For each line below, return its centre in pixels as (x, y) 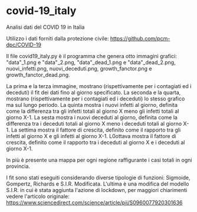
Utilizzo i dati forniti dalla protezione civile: (58, 38)
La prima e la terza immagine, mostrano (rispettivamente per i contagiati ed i (99, 86)
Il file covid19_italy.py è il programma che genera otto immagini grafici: (91, 56)
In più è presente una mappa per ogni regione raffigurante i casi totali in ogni (99, 160)
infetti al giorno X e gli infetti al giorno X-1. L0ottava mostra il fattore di (91, 136)
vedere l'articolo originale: (38, 196)
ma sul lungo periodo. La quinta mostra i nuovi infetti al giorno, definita (92, 105)
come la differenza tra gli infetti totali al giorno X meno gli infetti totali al (93, 111)
